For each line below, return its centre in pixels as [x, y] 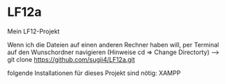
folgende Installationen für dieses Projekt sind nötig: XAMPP [94, 73]
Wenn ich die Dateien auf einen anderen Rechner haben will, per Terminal [113, 44]
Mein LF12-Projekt [34, 31]
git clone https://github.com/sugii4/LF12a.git [71, 59]
